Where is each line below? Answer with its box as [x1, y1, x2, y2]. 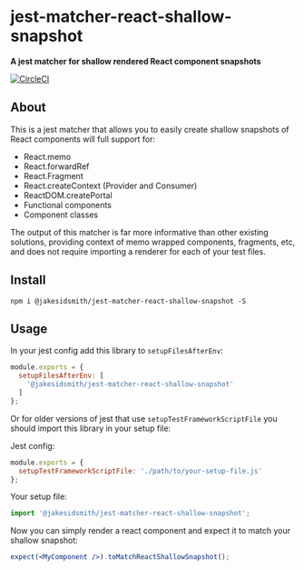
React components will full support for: [10, 134, 156, 145]
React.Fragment [23, 170, 84, 181]
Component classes [23, 209, 99, 220]
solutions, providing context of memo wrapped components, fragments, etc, [10, 236, 296, 247]
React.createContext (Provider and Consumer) [23, 180, 198, 191]
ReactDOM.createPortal [23, 189, 113, 201]
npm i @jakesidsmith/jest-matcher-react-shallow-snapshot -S [10, 296, 247, 305]
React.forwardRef [23, 161, 90, 172]
